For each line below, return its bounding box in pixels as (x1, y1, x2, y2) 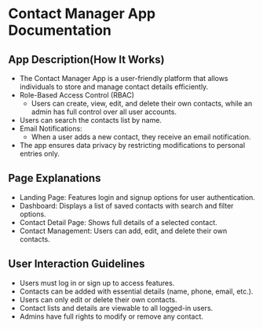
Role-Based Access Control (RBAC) (19, 91, 135, 99)
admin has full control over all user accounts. (31, 107, 177, 116)
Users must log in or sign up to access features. (19, 278, 175, 287)
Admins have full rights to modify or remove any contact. (19, 312, 204, 321)
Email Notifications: (19, 124, 82, 133)
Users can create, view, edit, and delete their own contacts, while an (31, 99, 253, 108)
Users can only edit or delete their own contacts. (19, 294, 178, 304)
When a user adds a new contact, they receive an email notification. (31, 132, 251, 142)
